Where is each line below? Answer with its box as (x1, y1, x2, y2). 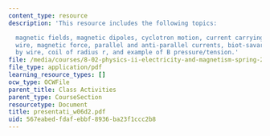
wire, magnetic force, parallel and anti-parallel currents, (15, 41, 225, 49)
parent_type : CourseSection (8, 93, 103, 101)
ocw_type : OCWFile (8, 78, 70, 86)
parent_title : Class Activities (8, 86, 117, 94)
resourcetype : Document (8, 101, 88, 109)
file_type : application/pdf (8, 63, 103, 72)
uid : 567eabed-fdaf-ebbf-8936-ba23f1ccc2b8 (8, 115, 157, 124)
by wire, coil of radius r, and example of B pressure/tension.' (15, 49, 239, 57)
